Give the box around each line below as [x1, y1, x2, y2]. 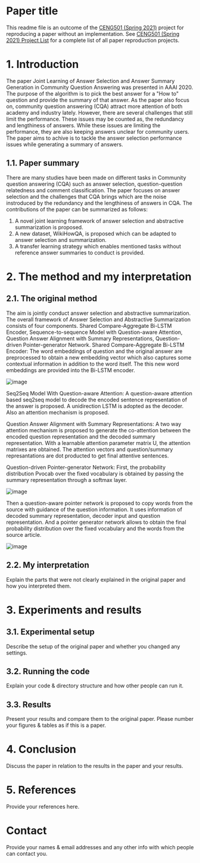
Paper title [6, 4, 58, 18]
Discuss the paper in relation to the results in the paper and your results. [6, 763, 183, 770]
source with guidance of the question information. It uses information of [6, 506, 183, 513]
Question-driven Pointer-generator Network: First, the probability [6, 463, 166, 471]
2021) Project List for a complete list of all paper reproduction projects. [6, 36, 180, 44]
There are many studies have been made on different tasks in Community [6, 174, 186, 181]
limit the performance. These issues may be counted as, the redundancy [6, 115, 185, 122]
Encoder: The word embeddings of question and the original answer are [6, 348, 183, 355]
